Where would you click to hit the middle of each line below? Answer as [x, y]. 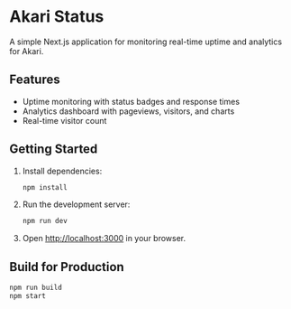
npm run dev [45, 221]
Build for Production [67, 267]
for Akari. [27, 51]
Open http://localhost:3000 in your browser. [104, 239]
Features [35, 80]
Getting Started [54, 150]
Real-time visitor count [64, 120]
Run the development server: [76, 204]
